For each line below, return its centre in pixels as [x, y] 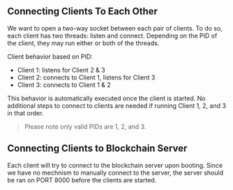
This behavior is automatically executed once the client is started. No [106, 98]
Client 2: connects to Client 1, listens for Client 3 [86, 77]
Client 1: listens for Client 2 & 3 [61, 70]
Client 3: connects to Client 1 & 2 [64, 85]
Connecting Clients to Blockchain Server [97, 149]
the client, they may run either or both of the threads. [83, 43]
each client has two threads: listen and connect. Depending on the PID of [112, 35]
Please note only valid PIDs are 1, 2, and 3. [85, 126]
